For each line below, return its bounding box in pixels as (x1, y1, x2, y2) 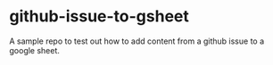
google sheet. (9, 45, 61, 55)
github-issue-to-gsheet (9, 6, 190, 27)
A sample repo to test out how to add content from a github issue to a (9, 36, 265, 46)
